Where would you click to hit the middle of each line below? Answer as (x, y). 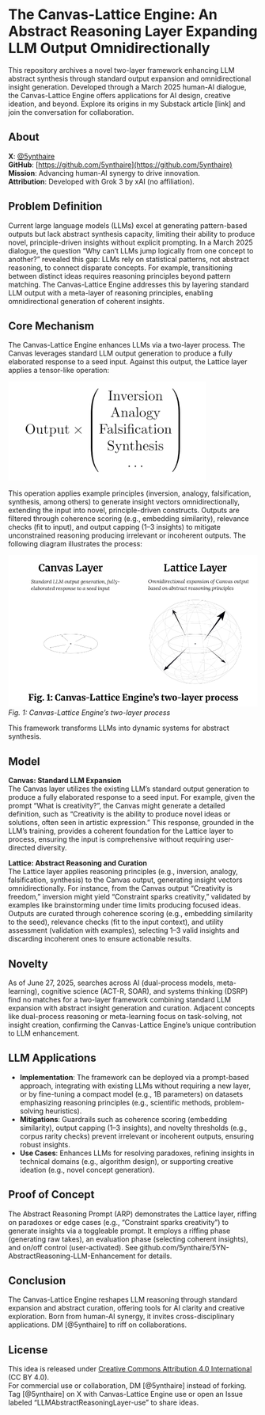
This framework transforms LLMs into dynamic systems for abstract (119, 728)
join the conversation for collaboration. (71, 112)
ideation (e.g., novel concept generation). (87, 1170)
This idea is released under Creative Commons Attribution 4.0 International (130, 1369)
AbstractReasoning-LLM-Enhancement (72, 1256)
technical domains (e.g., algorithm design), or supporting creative (127, 1161)
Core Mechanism (51, 326)
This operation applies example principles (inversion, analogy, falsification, (130, 493)
